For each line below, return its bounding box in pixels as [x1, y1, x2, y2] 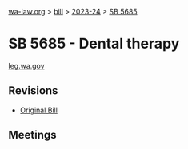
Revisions [8, 84, 58, 98]
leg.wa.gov [8, 61, 46, 70]
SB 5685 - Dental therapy [8, 35, 180, 53]
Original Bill [19, 105, 58, 115]
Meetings [8, 128, 58, 142]
